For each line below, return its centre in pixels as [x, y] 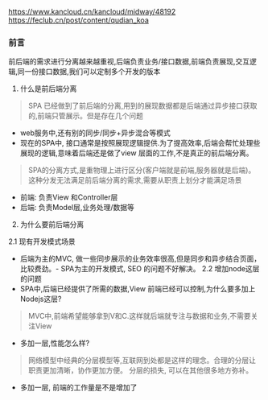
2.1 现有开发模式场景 [42, 241]
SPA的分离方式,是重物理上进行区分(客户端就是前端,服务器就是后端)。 [142, 170]
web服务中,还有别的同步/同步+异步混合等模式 [95, 133]
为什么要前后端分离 [52, 225]
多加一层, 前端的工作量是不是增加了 [78, 388]
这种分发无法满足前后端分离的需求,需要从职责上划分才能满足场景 [135, 180]
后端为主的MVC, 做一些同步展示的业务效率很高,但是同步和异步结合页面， [140, 259]
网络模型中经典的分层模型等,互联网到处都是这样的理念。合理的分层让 [142, 361]
